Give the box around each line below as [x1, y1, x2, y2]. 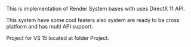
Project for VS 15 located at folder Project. [6, 35, 109, 41]
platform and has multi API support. [6, 23, 94, 30]
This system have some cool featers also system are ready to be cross [6, 17, 180, 23]
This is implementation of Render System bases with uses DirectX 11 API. [6, 5, 185, 12]
